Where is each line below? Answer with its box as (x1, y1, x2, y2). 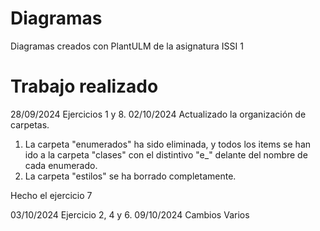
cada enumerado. (24, 159, 98, 171)
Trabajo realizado (10, 75, 159, 98)
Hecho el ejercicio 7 (10, 189, 93, 201)
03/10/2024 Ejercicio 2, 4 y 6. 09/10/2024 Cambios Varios (10, 208, 250, 221)
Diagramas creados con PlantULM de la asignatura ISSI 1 (10, 40, 244, 52)
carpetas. (10, 118, 50, 131)
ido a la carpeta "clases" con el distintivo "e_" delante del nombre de (24, 148, 308, 161)
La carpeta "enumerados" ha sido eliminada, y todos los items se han (24, 138, 312, 150)
